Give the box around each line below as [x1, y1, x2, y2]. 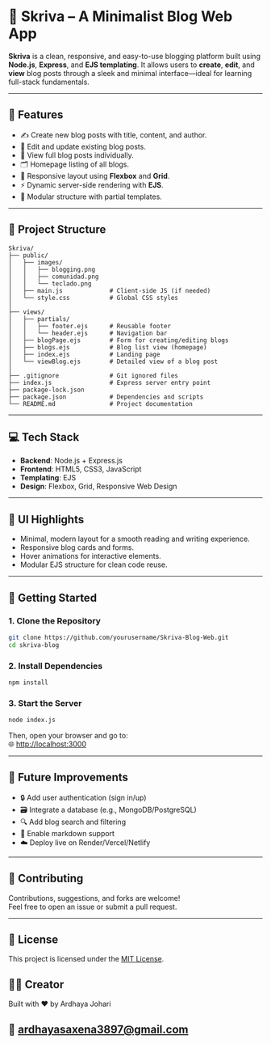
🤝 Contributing [8, 872, 84, 885]
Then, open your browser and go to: [8, 730, 128, 740]
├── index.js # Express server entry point [8, 378, 211, 387]
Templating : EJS [19, 473, 77, 483]
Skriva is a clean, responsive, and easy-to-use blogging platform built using [8, 51, 261, 61]
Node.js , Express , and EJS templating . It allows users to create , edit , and [8, 60, 256, 70]
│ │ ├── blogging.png [8, 265, 95, 273]
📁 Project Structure [8, 222, 106, 237]
